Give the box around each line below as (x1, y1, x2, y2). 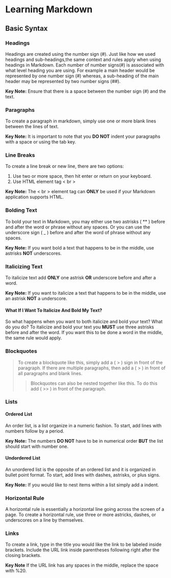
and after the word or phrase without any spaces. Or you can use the (5, 224, 151, 230)
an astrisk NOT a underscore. (5, 296, 67, 302)
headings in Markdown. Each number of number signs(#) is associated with (5, 61, 164, 68)
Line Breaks (5, 152, 35, 159)
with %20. (5, 568, 27, 574)
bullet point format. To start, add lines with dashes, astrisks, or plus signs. (5, 471, 161, 478)
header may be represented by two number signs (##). (5, 78, 121, 84)
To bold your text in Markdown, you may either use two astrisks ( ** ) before (5, 218, 165, 224)
